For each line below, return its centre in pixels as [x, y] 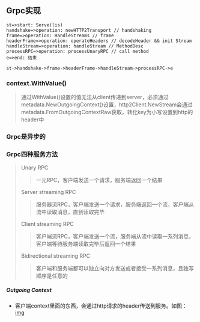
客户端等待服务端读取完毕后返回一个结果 [86, 244]
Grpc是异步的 [26, 137]
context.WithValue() [37, 83]
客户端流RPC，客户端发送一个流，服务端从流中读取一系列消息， [115, 237]
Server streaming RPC [48, 192]
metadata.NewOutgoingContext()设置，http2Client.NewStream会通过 [107, 105]
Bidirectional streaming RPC [56, 256]
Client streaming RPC [47, 224]
